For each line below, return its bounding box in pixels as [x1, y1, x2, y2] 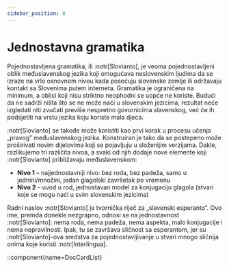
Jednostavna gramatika [7, 39, 145, 55]
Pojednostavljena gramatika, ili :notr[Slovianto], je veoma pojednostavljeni [7, 62, 215, 70]
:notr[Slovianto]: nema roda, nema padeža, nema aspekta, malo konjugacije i [7, 218, 223, 226]
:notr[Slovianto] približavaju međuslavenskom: [7, 155, 137, 163]
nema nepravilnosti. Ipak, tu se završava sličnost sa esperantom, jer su [7, 225, 206, 233]
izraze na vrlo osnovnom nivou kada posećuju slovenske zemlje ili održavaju [7, 77, 222, 85]
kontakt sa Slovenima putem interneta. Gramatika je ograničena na [7, 83, 195, 92]
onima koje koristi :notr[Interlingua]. [7, 240, 107, 248]
